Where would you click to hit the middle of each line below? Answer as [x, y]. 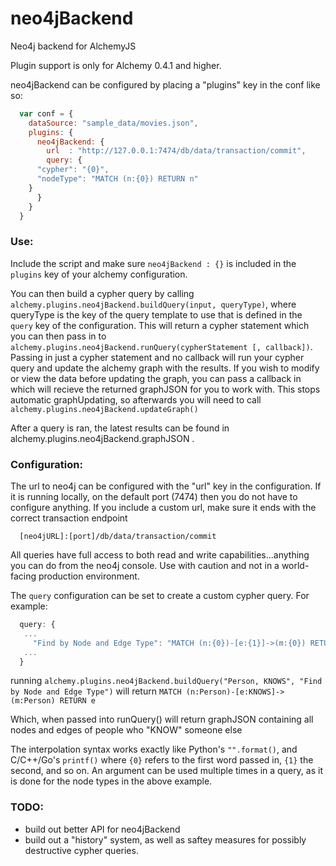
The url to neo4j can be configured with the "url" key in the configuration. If [166, 486]
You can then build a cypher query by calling [102, 293]
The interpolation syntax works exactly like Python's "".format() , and [154, 749]
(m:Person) [33, 701]
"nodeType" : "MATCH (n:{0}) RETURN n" [117, 179]
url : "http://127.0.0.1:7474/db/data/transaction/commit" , [176, 151]
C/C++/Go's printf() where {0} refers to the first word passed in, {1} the [162, 760]
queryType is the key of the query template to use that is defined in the [156, 314]
